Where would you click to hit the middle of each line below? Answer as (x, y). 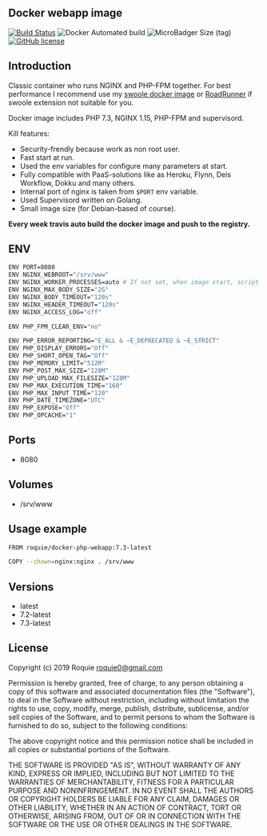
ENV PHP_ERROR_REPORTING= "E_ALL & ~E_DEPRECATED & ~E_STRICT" (114, 341)
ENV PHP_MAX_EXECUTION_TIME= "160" (66, 386)
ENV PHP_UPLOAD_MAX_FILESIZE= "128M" (69, 378)
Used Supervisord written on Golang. (81, 200)
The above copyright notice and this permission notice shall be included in (131, 741)
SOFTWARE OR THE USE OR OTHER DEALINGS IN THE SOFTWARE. (120, 824)
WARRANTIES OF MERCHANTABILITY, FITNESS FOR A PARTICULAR (121, 782)
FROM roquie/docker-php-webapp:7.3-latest (80, 547)
